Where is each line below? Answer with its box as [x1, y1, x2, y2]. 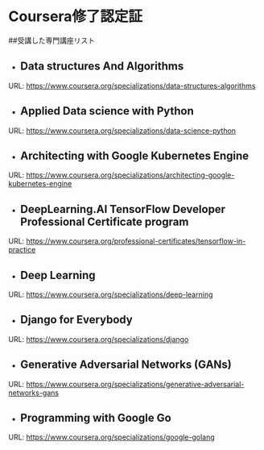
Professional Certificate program [19, 215, 189, 228]
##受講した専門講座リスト [8, 35, 95, 45]
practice [8, 245, 36, 255]
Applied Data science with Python [19, 104, 195, 118]
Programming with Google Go [19, 411, 171, 425]
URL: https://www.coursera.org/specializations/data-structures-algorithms [8, 81, 256, 90]
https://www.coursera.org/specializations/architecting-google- [26, 170, 235, 180]
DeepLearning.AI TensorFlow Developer [19, 202, 226, 216]
